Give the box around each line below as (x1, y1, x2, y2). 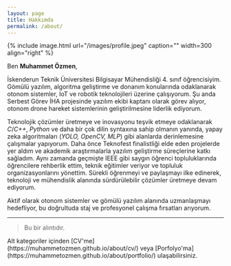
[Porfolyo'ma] (155, 244, 195, 252)
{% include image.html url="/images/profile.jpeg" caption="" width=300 (7, 42, 212, 50)
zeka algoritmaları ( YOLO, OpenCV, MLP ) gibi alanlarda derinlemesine (7, 132, 204, 141)
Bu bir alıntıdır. (23, 223, 65, 232)
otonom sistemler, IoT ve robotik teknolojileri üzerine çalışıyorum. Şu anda (7, 90, 216, 98)
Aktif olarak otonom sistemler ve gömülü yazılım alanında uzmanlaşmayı (7, 197, 211, 205)
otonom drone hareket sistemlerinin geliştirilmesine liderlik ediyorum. (7, 104, 203, 113)
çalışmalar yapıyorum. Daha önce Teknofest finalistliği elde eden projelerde (7, 140, 220, 148)
